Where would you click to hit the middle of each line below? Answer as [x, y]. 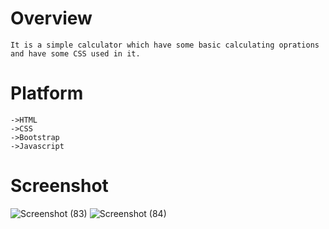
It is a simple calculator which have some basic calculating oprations [165, 45]
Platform [47, 93]
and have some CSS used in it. [75, 53]
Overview [51, 18]
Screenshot [59, 186]
